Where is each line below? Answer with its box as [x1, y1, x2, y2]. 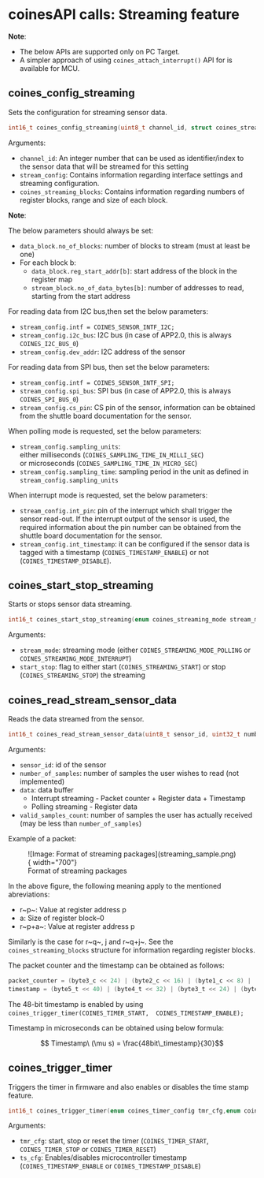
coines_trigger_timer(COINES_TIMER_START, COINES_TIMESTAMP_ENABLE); [8, 1009, 244, 1017]
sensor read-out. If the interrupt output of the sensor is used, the [19, 514, 230, 524]
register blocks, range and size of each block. [19, 195, 168, 204]
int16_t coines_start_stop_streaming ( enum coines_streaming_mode [8, 616, 226, 624]
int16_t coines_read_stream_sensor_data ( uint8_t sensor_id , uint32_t [8, 731, 241, 739]
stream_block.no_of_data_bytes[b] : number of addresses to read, [31, 282, 244, 293]
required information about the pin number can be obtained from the [19, 522, 241, 531]
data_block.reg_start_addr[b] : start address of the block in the [31, 266, 237, 275]
